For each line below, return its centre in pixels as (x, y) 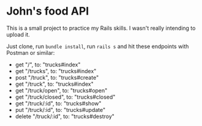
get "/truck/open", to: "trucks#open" (61, 90)
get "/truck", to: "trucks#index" (54, 84)
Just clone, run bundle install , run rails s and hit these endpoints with (98, 46)
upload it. (18, 34)
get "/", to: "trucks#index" (48, 65)
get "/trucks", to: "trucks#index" (56, 71)
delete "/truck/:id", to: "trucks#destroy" (65, 116)
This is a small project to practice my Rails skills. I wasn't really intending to (101, 28)
